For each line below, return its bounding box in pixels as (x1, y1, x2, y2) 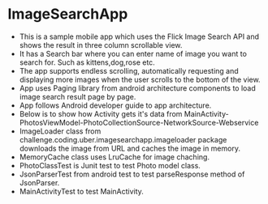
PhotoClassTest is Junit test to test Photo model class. (19, 160, 201, 170)
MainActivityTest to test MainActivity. (19, 186, 144, 196)
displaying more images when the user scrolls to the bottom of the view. (19, 74, 261, 84)
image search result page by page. (19, 91, 136, 101)
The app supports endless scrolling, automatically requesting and (19, 66, 239, 75)
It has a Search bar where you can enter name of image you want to (19, 49, 247, 58)
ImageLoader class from (19, 126, 102, 136)
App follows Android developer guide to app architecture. (19, 100, 212, 110)
